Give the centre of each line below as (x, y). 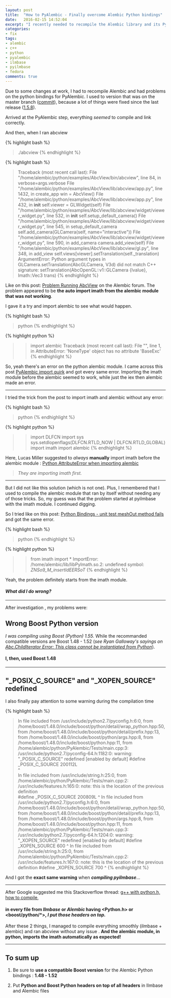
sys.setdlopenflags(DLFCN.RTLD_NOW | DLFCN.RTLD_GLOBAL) (98, 442)
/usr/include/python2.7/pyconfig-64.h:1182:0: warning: (75, 753)
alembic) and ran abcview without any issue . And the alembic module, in (83, 932)
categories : (18, 29)
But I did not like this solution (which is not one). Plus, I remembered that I (82, 488)
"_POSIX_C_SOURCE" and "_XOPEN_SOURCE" (81, 681)
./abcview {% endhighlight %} (49, 152)
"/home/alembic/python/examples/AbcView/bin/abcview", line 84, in (89, 177)
